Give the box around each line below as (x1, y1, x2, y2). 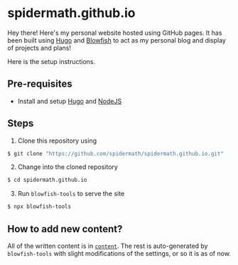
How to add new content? (7, 222, 123, 235)
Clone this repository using (17, 136, 97, 145)
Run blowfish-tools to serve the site (17, 190, 125, 198)
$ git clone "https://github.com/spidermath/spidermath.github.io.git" (7, 150, 224, 157)
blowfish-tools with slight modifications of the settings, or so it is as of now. (7, 249, 231, 257)
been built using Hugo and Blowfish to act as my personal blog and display (7, 36, 226, 44)
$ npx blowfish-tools (7, 203, 72, 210)
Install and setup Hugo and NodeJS (17, 97, 122, 105)
